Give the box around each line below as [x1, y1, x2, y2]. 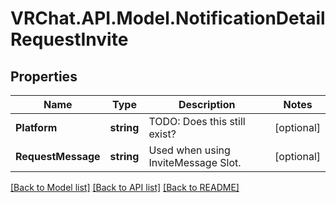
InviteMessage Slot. [148, 156, 242, 169]
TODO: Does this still [148, 115, 246, 128]
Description [178, 98, 236, 111]
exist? [148, 127, 177, 141]
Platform [15, 121, 58, 134]
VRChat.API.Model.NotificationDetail [10, 7, 326, 30]
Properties [10, 68, 78, 85]
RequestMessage [15, 150, 101, 163]
